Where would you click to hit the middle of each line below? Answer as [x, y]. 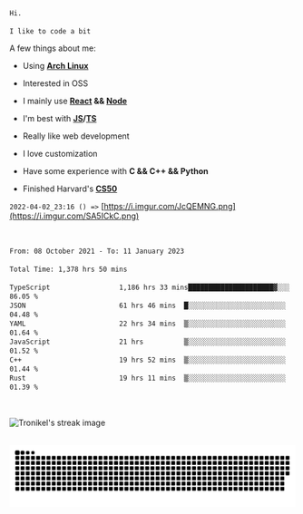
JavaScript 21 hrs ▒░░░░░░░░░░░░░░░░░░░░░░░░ [147, 342]
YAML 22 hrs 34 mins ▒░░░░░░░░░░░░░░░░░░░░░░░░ [147, 324]
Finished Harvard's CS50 [70, 189]
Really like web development [76, 136]
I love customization [60, 154]
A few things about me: [53, 48]
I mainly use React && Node [75, 101]
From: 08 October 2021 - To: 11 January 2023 [97, 251]
